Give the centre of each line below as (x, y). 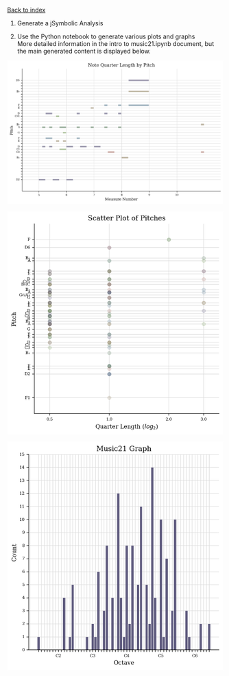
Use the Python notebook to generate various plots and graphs (106, 36)
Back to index (26, 10)
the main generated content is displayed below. (84, 51)
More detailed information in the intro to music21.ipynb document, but (116, 44)
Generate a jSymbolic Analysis (60, 23)
